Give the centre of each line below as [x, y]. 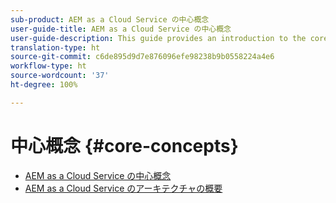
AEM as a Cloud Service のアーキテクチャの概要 [123, 188]
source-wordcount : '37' [60, 76]
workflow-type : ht [48, 66]
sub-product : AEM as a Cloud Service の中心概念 [110, 19]
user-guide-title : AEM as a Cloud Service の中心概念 [121, 29]
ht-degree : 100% [44, 85]
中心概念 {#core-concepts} [124, 145]
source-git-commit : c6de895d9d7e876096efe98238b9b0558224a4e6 [142, 57]
